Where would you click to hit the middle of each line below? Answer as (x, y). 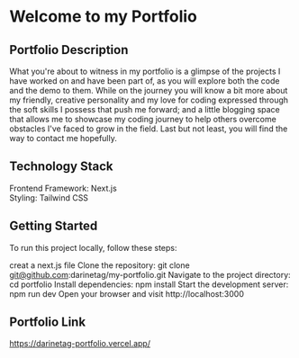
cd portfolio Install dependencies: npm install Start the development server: (149, 284)
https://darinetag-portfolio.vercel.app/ (80, 344)
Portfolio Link (48, 322)
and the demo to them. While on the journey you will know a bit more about (149, 90)
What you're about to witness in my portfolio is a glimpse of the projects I (145, 71)
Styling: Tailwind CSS (49, 197)
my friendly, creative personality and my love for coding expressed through (149, 100)
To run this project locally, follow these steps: (93, 247)
